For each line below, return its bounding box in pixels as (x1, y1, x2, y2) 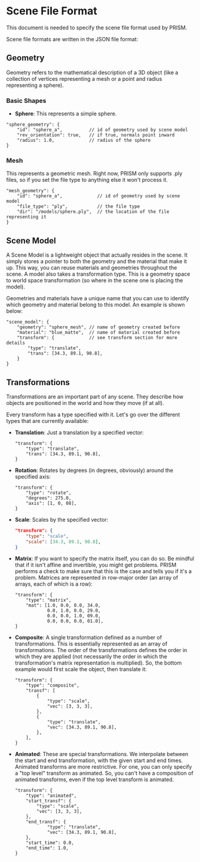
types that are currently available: (6, 417, 89, 424)
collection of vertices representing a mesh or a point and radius (6, 75, 162, 82)
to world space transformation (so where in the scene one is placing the (6, 277, 183, 284)
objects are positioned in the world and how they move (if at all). (6, 399, 164, 406)
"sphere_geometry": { (6, 121, 60, 128)
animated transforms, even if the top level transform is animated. (14, 776, 174, 783)
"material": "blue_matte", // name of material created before (17, 330, 180, 336)
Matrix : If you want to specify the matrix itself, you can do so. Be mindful (14, 555, 195, 562)
